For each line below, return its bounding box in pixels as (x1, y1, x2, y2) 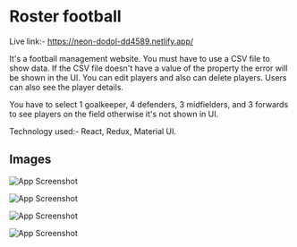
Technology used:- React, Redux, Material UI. (9, 125, 177, 136)
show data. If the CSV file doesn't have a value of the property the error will (9, 63, 288, 73)
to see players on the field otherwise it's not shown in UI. (9, 108, 219, 119)
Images (9, 152, 52, 167)
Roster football (9, 6, 123, 27)
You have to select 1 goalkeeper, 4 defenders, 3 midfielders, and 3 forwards (9, 98, 289, 109)
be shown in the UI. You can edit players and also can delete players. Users (9, 72, 288, 82)
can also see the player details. (9, 81, 123, 92)
